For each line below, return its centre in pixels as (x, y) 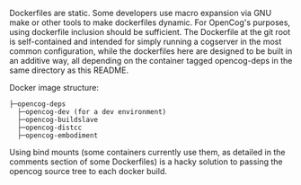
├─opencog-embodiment (58, 136)
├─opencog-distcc (50, 128)
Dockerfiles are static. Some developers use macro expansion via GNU (141, 13)
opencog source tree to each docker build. (89, 171)
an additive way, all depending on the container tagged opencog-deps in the (151, 61)
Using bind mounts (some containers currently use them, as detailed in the (147, 152)
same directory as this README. (69, 70)
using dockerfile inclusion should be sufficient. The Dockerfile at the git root (150, 32)
